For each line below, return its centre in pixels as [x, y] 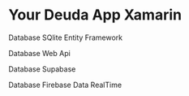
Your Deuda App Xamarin [95, 15]
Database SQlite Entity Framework [66, 37]
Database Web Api [39, 53]
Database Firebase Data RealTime [65, 85]
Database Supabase [42, 69]
